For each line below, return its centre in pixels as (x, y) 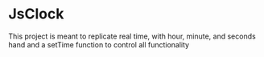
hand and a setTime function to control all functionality (99, 44)
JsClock (36, 14)
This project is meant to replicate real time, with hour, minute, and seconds (132, 36)
